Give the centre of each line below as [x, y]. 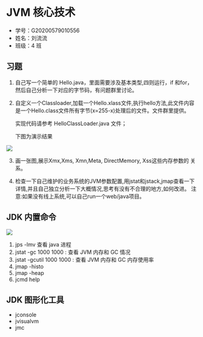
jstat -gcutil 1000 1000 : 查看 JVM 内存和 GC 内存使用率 [85, 259]
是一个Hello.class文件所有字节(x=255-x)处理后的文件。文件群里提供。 [102, 111]
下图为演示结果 [34, 136]
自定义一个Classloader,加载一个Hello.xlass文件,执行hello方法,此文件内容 [105, 103]
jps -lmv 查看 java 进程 [43, 244]
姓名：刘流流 [31, 38]
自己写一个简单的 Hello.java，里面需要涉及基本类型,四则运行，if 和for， [104, 82]
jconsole [26, 315]
